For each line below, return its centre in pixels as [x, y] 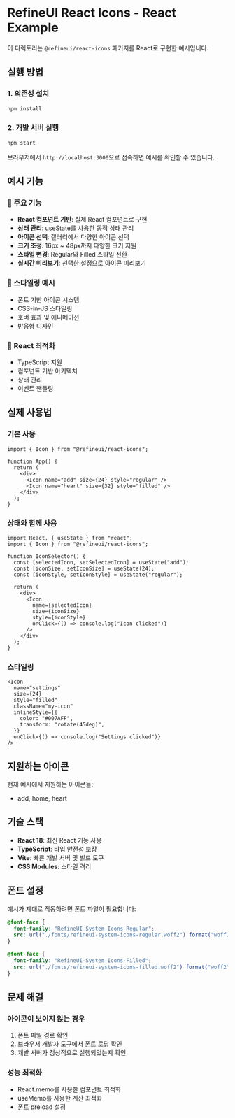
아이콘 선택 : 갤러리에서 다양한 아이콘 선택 [73, 237]
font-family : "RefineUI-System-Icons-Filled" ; [83, 961]
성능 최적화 [25, 1073]
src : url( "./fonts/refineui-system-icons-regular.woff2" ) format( [112, 935]
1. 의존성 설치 [28, 94]
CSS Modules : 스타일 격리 [54, 866]
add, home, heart [42, 798]
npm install [24, 109]
